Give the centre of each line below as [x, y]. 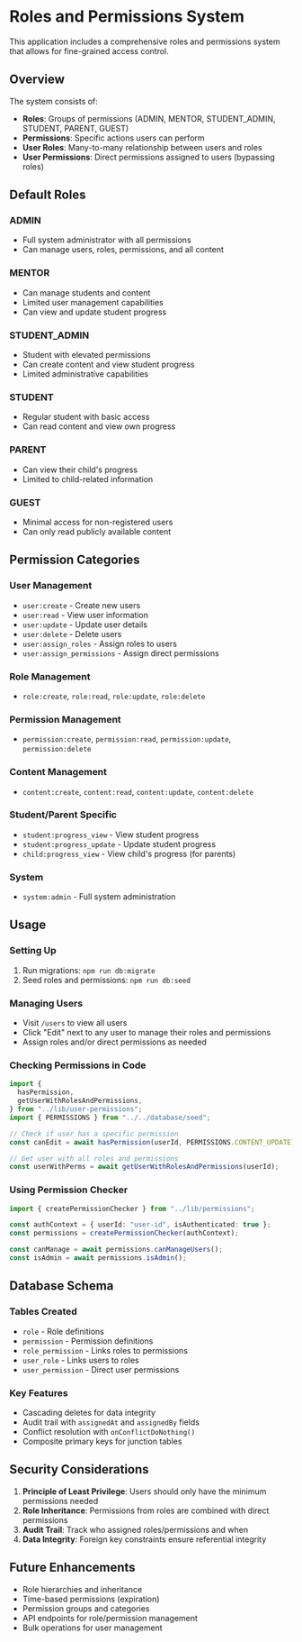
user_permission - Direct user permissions [101, 1369]
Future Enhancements [73, 1568]
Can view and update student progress [94, 312]
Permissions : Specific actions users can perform [113, 138]
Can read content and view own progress [99, 426]
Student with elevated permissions [86, 355]
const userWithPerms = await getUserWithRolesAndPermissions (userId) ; [144, 1167]
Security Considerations [80, 1469]
